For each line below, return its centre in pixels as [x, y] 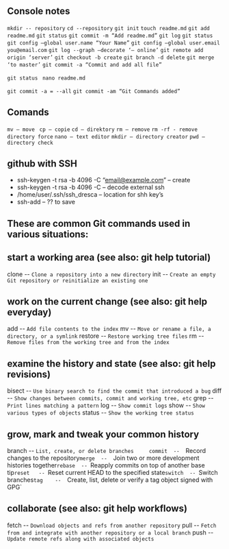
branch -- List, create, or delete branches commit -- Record [107, 451]
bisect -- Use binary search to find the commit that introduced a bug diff [114, 391]
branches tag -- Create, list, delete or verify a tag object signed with [110, 480]
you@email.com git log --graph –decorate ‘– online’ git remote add [105, 50]
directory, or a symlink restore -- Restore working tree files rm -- [106, 336]
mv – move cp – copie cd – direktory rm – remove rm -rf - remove [103, 130]
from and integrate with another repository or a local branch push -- [110, 532]
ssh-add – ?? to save [46, 202]
